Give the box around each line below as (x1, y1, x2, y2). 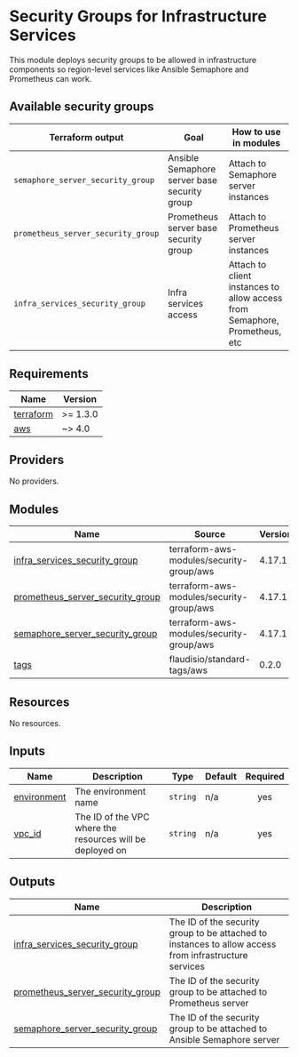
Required (245, 770, 285, 782)
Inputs (9, 744, 46, 759)
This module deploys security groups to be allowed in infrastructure (9, 54, 257, 65)
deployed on (74, 844, 127, 856)
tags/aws (169, 664, 208, 677)
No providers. (9, 476, 59, 486)
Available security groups (9, 100, 154, 115)
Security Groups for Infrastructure (9, 6, 268, 27)
